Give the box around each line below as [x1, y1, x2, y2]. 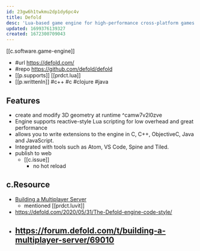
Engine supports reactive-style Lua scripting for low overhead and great [14, 117, 194, 125]
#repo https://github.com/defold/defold [14, 65, 113, 72]
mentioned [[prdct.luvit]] [23, 202, 85, 209]
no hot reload [32, 162, 66, 170]
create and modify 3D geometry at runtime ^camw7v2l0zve [14, 111, 162, 119]
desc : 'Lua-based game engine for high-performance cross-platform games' [6, 20, 198, 26]
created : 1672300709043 [6, 31, 66, 37]
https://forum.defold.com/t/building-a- [14, 226, 166, 236]
